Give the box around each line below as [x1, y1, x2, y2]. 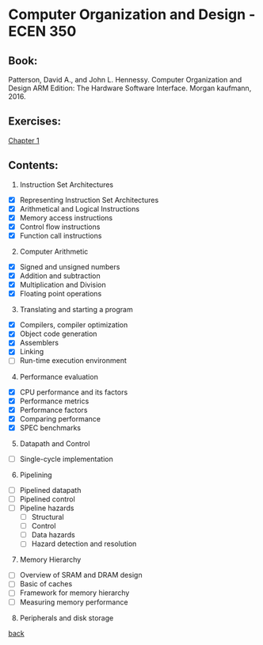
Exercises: [8, 115, 62, 128]
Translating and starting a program [19, 305, 133, 315]
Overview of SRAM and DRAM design [19, 571, 143, 580]
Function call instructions [19, 231, 102, 240]
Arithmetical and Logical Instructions [19, 204, 140, 213]
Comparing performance [19, 414, 101, 423]
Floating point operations [19, 289, 102, 299]
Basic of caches [19, 579, 73, 589]
